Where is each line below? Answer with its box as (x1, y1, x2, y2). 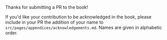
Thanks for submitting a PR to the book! (5, 4, 88, 10)
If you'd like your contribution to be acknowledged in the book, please (5, 14, 152, 19)
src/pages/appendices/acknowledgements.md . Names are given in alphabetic (5, 24, 162, 30)
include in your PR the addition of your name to (5, 19, 104, 25)
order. (5, 30, 18, 35)
